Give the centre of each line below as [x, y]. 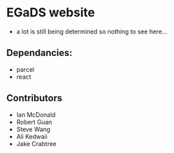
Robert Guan [34, 122]
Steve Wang [33, 129]
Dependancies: [40, 53]
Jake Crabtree [36, 143]
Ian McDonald [36, 115]
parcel [25, 69]
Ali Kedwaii [32, 136]
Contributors [34, 98]
